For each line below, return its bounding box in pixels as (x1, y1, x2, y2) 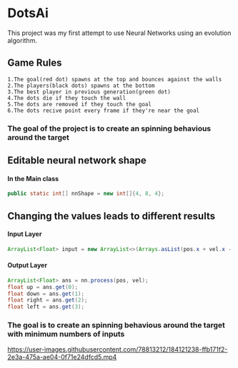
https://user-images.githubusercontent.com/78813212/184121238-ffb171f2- (7, 345, 228, 354)
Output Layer (7, 261, 48, 270)
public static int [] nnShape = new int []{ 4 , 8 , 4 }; (7, 190, 164, 198)
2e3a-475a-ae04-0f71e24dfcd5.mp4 (7, 353, 117, 362)
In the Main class (7, 174, 59, 183)
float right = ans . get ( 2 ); (7, 297, 88, 304)
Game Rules (7, 57, 62, 69)
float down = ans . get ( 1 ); (7, 290, 84, 297)
